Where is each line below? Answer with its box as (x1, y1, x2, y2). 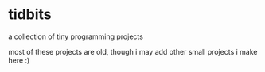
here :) (8, 55, 30, 65)
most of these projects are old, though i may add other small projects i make (8, 47, 258, 56)
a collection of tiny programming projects (8, 32, 143, 41)
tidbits (8, 6, 52, 24)
